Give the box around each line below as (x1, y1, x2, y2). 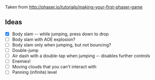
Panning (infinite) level (12, 69, 57, 75)
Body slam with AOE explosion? (12, 36, 75, 42)
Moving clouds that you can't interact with (12, 64, 97, 70)
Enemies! (12, 58, 31, 64)
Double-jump (12, 48, 39, 53)
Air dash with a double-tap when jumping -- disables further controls (12, 53, 151, 59)
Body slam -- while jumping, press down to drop (12, 31, 109, 37)
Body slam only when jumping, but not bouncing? (12, 42, 111, 48)
